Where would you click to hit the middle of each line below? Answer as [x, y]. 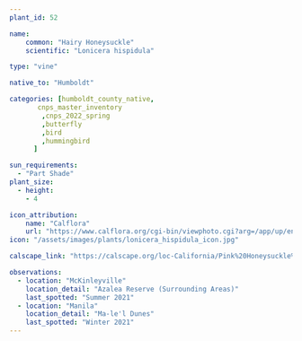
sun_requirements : [44, 166]
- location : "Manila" [58, 306]
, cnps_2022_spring [76, 116]
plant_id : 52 [34, 17]
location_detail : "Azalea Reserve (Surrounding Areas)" [133, 289]
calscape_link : [38, 257]
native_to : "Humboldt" [52, 83]
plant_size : [31, 182]
